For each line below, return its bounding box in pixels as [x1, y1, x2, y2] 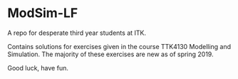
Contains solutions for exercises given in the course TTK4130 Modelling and [7, 42, 232, 51]
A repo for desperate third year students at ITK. [7, 28, 147, 37]
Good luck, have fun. [7, 63, 69, 72]
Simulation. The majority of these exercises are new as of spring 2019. [7, 50, 214, 58]
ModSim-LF [7, 5, 78, 21]
